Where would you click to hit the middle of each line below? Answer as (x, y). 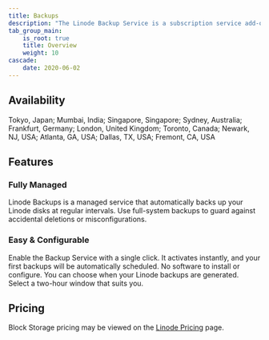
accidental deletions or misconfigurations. (78, 219)
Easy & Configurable (49, 240)
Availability (37, 101)
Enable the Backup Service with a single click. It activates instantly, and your (134, 257)
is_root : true (46, 38)
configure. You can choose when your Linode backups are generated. (124, 274)
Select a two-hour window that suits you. (76, 283)
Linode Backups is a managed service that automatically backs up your (126, 202)
